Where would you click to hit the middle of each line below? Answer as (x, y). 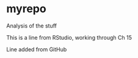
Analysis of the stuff (31, 26)
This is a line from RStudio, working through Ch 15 (69, 37)
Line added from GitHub (37, 49)
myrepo (27, 9)
